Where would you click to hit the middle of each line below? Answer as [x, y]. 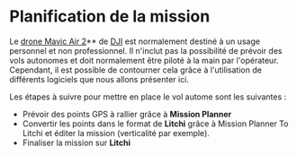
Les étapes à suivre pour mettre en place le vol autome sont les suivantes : [148, 97]
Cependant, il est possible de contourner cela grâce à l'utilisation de [136, 70]
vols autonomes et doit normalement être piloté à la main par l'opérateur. [144, 60]
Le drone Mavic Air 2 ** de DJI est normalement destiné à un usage [135, 41]
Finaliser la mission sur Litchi [76, 142]
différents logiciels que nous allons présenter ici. [99, 79]
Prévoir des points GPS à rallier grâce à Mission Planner [127, 114]
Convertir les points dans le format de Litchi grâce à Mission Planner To [155, 124]
